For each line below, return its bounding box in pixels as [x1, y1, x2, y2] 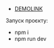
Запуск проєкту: [5, 17, 49, 24]
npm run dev [14, 35, 47, 42]
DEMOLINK [14, 5, 43, 12]
